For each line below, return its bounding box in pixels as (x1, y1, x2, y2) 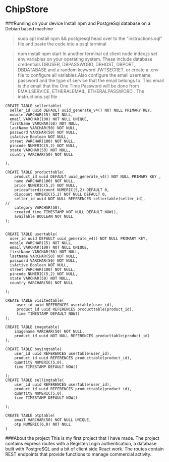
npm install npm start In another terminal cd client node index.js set (17, 51, 158, 57)
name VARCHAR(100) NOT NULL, (14, 178, 76, 183)
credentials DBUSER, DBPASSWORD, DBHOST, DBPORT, (17, 61, 136, 67)
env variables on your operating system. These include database (17, 56, 153, 62)
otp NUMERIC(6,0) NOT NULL (14, 422, 71, 427)
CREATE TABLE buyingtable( (5, 346, 62, 352)
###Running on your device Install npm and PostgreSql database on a (5, 20, 151, 26)
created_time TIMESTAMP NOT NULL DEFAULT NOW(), (14, 209, 119, 214)
